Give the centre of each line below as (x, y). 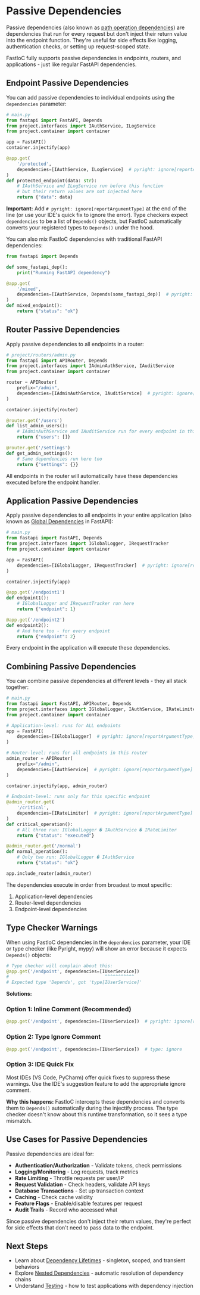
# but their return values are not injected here (80, 192)
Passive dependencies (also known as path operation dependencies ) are (96, 27)
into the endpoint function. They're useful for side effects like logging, (92, 40)
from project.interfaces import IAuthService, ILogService (81, 126)
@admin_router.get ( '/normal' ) (44, 846)
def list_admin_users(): (37, 426)
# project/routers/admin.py (41, 355)
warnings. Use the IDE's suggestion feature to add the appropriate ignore (96, 1083)
